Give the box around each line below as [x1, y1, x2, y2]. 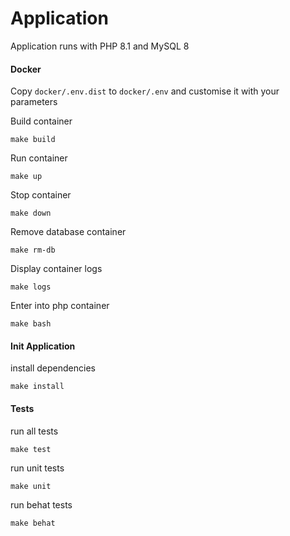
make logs [10, 282, 52, 292]
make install [10, 382, 65, 392]
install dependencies [10, 362, 96, 374]
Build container [10, 115, 73, 127]
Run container [10, 152, 68, 164]
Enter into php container [10, 300, 110, 312]
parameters [10, 96, 58, 108]
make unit [10, 481, 52, 491]
